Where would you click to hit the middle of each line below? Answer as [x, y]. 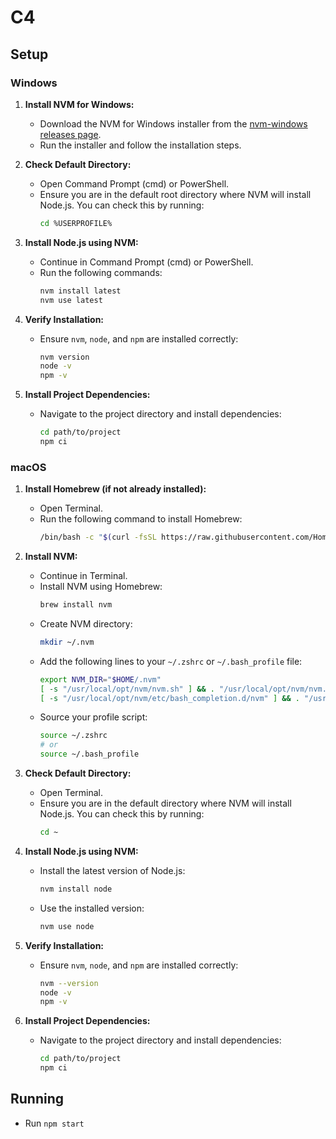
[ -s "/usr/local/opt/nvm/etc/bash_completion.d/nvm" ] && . [169, 698]
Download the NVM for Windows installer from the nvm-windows [173, 123]
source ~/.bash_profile [89, 754]
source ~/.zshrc [73, 736]
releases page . [70, 134]
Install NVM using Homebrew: [101, 587]
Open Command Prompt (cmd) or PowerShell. [134, 183]
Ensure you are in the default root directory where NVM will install [175, 194]
